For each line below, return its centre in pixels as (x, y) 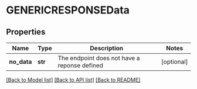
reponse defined (81, 65)
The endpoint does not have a (99, 58)
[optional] (174, 62)
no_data (21, 62)
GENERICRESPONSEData (68, 10)
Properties (26, 32)
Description (107, 48)
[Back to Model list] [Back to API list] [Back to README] (73, 80)
